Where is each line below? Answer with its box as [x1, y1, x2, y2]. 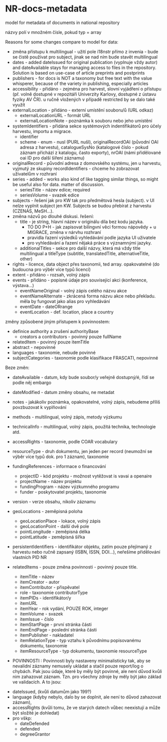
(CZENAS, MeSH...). [12, 208, 54, 214]
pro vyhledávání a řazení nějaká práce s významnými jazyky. [27, 239, 152, 245]
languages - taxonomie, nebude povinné [12, 349, 96, 355]
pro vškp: [12, 715, 32, 721]
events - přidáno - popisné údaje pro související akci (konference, [12, 277, 148, 283]
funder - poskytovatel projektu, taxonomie [19, 488, 107, 495]
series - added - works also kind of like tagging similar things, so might [12, 176, 159, 182]
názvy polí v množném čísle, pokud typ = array [5, 29, 102, 35]
